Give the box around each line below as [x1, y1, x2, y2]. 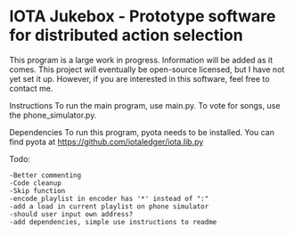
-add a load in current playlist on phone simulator [9, 202, 209, 211]
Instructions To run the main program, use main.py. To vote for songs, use [9, 100, 281, 110]
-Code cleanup [9, 178, 62, 188]
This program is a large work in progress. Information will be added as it [9, 54, 274, 65]
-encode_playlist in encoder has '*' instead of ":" [9, 194, 209, 203]
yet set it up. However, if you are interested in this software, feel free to [9, 73, 270, 84]
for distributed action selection [9, 25, 243, 45]
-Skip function [9, 186, 66, 195]
